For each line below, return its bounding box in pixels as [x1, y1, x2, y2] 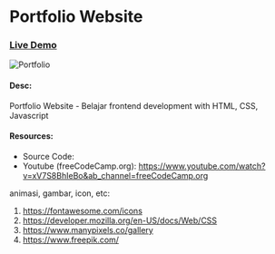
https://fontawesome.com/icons [22, 205, 143, 216]
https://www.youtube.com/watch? [138, 161, 266, 171]
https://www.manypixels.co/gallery [22, 224, 154, 235]
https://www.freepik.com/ [22, 234, 120, 245]
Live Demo [9, 39, 57, 52]
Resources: [9, 131, 54, 142]
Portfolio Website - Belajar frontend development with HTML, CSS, [9, 100, 259, 111]
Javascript [9, 110, 49, 121]
